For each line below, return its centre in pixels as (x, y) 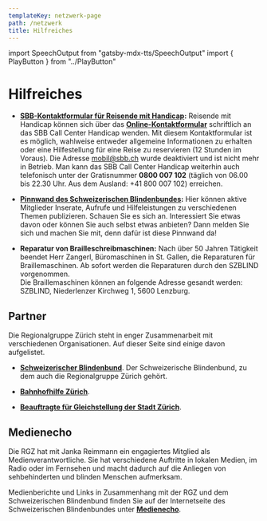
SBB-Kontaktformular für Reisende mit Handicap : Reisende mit (125, 116)
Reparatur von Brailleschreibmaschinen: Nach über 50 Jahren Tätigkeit (139, 249)
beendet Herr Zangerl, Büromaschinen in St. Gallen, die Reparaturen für (137, 257)
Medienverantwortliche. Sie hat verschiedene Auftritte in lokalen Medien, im (133, 460)
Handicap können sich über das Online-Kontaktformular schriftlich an (135, 124)
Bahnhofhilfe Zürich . (55, 392)
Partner (27, 316)
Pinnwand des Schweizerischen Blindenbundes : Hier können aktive (133, 199)
